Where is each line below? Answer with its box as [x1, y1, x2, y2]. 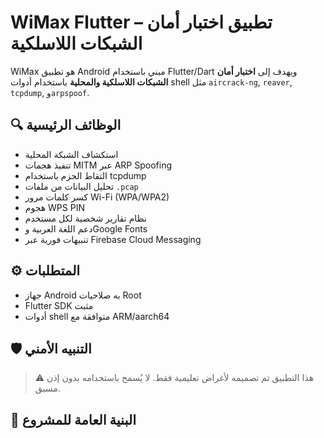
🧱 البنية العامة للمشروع [10, 411, 137, 428]
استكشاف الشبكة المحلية [24, 148, 119, 160]
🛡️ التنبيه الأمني [10, 340, 92, 357]
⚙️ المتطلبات [10, 262, 81, 280]
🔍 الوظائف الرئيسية [10, 117, 122, 134]
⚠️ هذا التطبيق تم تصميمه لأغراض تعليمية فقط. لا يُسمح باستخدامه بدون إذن [34, 372, 315, 384]
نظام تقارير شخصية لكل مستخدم [24, 212, 147, 224]
